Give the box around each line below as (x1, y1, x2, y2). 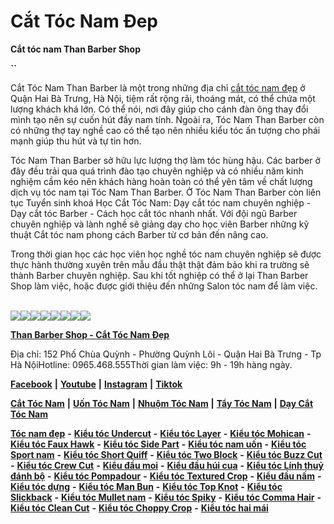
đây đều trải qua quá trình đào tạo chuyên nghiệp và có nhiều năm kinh (10, 165, 304, 177)
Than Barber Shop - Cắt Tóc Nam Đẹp (10, 328, 170, 340)
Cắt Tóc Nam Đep (10, 10, 159, 33)
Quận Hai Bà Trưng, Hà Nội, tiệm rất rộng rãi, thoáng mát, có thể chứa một (10, 92, 316, 104)
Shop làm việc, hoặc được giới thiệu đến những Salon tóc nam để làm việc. (10, 280, 318, 292)
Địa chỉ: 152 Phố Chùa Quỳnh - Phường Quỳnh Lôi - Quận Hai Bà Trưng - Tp (10, 348, 322, 360)
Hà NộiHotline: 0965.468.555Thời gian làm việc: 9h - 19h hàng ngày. (10, 358, 293, 370)
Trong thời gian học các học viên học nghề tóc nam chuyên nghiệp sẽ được (10, 248, 322, 260)
